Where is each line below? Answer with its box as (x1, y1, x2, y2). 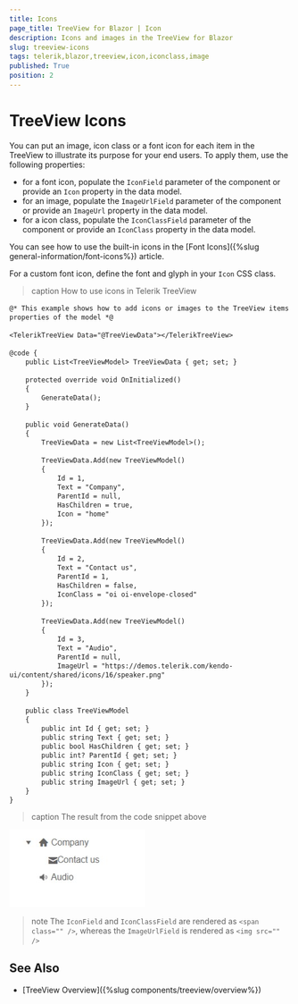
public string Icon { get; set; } (41, 760, 170, 769)
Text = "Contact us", (56, 563, 138, 572)
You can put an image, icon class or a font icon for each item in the (9, 139, 255, 151)
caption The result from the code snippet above (30, 811, 207, 822)
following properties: (9, 159, 86, 170)
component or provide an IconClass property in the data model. (21, 224, 256, 234)
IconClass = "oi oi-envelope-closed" (56, 590, 198, 599)
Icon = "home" (56, 510, 110, 519)
